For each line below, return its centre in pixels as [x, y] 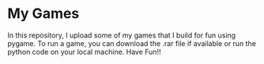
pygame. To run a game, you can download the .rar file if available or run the [132, 43]
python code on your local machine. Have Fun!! [84, 52]
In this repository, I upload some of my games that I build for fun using [122, 35]
